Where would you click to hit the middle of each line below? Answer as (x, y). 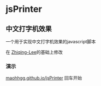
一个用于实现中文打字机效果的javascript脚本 (51, 42)
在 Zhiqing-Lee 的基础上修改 (34, 52)
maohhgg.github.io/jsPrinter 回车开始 (44, 78)
